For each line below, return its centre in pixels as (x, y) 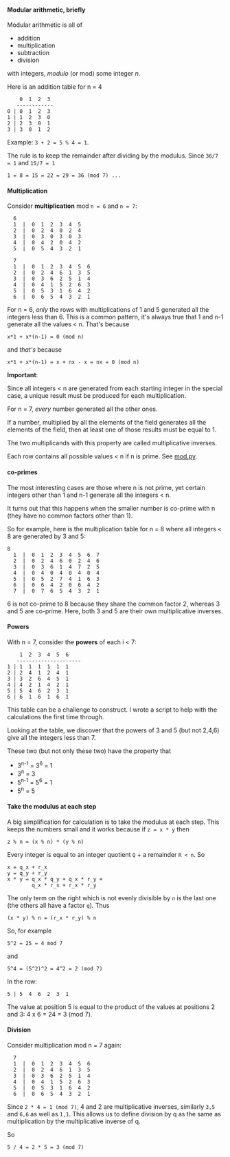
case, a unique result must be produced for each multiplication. (97, 396)
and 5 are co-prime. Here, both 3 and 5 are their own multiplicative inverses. (115, 611)
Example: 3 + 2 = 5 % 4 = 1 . (48, 142)
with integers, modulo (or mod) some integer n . (74, 74)
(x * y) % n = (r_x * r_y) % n (52, 918)
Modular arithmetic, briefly (46, 10)
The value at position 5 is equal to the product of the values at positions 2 (111, 1007)
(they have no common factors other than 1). (70, 516)
